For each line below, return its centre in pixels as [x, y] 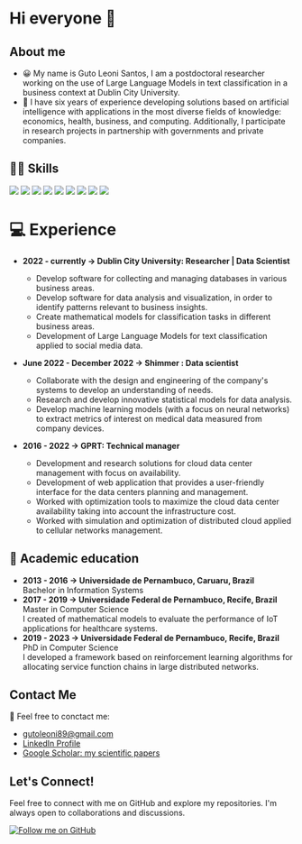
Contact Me [43, 695]
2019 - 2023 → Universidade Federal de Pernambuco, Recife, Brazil [151, 638]
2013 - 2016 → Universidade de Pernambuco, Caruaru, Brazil [138, 580]
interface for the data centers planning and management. [142, 491]
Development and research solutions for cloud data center [144, 463]
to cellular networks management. [99, 530]
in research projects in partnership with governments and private [143, 131]
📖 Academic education [74, 559]
